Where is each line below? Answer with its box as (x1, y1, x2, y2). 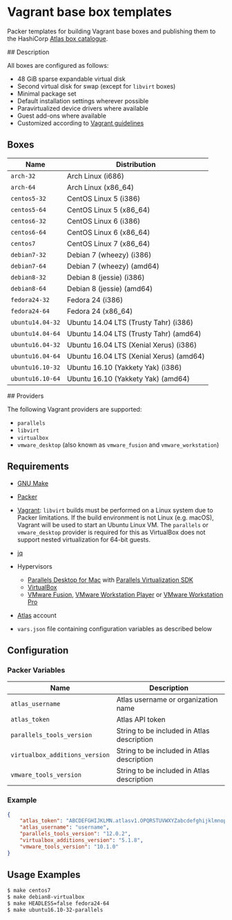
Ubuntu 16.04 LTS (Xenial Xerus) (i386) (66, 340, 197, 350)
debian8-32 (10, 273, 46, 281)
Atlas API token (116, 715, 166, 725)
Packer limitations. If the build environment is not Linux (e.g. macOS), (17, 513, 214, 522)
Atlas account (17, 611, 57, 619)
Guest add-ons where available (17, 112, 107, 120)
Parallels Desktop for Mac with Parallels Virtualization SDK (27, 576, 193, 584)
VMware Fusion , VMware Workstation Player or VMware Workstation (27, 590, 224, 599)
